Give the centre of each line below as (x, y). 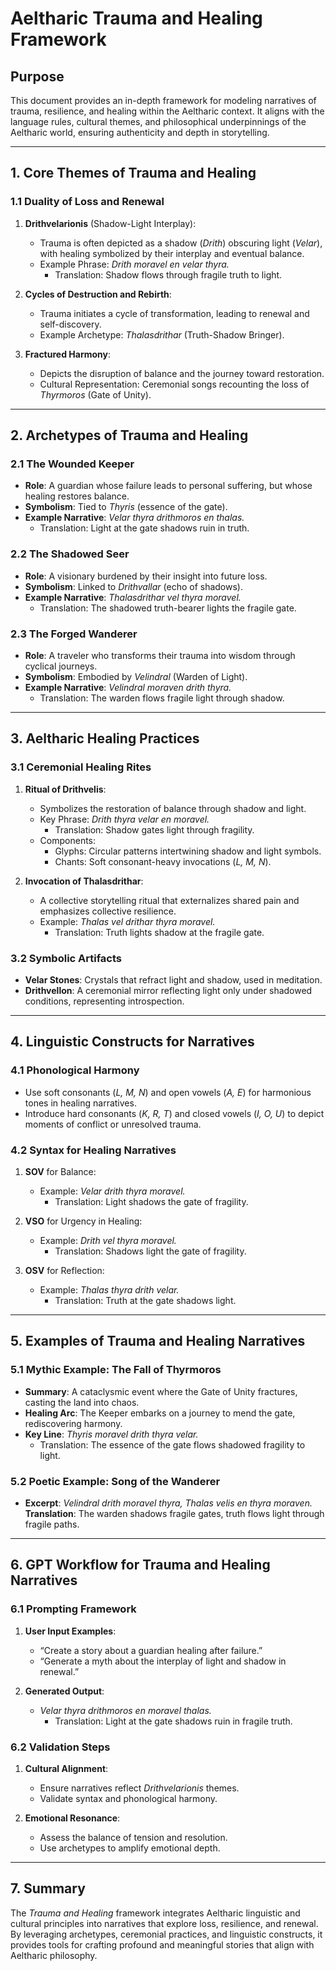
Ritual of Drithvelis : (65, 789)
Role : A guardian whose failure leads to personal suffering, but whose (168, 486)
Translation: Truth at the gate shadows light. (145, 1300)
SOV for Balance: (60, 1171)
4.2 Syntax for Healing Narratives (93, 1150)
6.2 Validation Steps (60, 1747)
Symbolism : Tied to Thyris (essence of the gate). (126, 507)
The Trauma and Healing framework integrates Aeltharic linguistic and (155, 1913)
